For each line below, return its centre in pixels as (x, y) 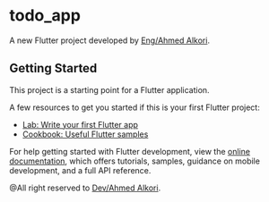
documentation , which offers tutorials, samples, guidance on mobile (134, 161)
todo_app (45, 16)
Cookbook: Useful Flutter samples (85, 134)
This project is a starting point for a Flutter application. (109, 89)
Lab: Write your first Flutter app (80, 124)
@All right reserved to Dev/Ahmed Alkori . (85, 188)
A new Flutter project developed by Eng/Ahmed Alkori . (110, 40)
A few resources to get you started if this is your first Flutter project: (134, 107)
